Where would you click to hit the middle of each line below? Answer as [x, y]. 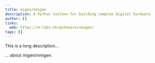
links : [12, 23]
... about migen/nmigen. [29, 55]
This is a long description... [32, 46]
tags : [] [14, 32]
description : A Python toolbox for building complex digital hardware [78, 14]
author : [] [16, 18]
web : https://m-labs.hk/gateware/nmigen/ [52, 28]
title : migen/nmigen [26, 9]
